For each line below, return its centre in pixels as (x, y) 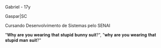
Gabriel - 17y (18, 7)
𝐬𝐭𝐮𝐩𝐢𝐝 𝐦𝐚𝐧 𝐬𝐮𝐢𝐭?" (23, 40)
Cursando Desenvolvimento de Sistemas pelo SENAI (58, 25)
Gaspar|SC (16, 16)
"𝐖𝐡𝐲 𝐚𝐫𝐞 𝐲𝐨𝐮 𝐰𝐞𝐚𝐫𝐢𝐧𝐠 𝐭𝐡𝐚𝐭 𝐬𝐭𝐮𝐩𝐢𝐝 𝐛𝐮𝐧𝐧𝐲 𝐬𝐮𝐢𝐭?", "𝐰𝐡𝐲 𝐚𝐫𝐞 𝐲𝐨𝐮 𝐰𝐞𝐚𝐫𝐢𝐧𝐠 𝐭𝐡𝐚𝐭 (80, 35)
